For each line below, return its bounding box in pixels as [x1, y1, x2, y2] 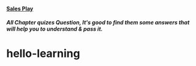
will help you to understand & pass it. [6, 25, 103, 33]
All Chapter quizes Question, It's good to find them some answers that [6, 19, 190, 26]
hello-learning [6, 46, 81, 61]
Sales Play [6, 5, 34, 12]
